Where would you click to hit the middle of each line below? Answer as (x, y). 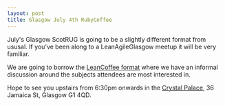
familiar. (18, 54)
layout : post (26, 13)
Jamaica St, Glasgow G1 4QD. (49, 95)
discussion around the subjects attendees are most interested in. (99, 74)
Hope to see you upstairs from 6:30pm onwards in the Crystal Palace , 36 (111, 88)
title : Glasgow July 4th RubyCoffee (60, 20)
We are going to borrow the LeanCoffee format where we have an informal (112, 67)
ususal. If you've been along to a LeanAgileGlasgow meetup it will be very (112, 47)
